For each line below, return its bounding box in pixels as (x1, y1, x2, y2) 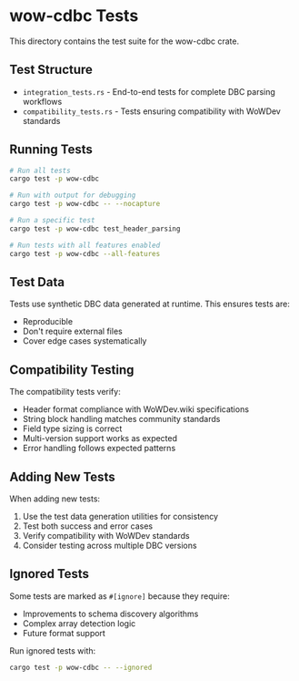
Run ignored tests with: (9, 645, 96, 656)
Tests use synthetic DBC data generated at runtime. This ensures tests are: (9, 298, 291, 310)
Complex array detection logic (22, 617, 136, 629)
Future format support (22, 627, 106, 638)
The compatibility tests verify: (9, 387, 121, 397)
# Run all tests (9, 166, 71, 175)
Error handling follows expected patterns (22, 443, 176, 454)
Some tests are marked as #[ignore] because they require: (9, 590, 230, 602)
